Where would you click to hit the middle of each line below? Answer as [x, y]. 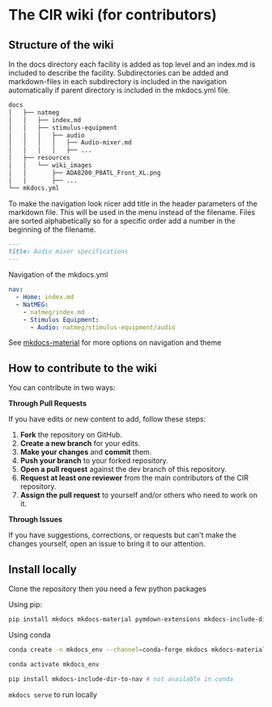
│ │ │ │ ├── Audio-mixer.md [70, 143]
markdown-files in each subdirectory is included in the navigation [117, 81]
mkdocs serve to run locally [53, 694]
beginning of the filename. [52, 229]
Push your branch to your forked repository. [94, 461]
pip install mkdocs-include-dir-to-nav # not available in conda [121, 679]
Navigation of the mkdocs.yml [58, 275]
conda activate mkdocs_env [54, 664]
